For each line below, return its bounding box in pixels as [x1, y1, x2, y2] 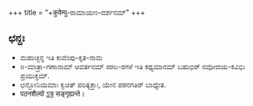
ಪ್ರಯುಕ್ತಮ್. [19, 71, 50, 80]
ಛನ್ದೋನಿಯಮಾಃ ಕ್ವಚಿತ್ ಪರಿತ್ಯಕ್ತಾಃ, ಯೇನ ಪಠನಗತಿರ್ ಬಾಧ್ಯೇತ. [19, 79, 167, 89]
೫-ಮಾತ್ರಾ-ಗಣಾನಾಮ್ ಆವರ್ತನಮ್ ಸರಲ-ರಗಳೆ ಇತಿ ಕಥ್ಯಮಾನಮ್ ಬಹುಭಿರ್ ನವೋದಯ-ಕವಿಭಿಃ [19, 61, 246, 71]
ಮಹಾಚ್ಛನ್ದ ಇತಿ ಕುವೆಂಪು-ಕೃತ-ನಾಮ [19, 52, 103, 62]
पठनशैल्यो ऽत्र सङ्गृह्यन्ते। [19, 88, 86, 98]
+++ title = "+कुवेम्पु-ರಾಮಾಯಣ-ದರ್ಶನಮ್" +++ [8, 8, 146, 17]
